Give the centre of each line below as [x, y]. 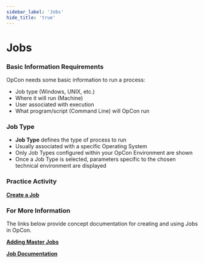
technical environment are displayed [61, 166]
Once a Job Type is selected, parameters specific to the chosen [95, 159]
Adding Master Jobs [33, 242]
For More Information [38, 210]
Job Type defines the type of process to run [71, 140]
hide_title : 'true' [31, 18]
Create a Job [23, 194]
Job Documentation [32, 253]
